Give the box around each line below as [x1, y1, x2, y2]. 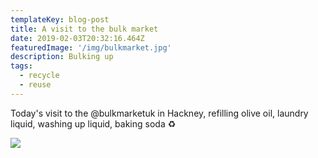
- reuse [19, 80, 52, 90]
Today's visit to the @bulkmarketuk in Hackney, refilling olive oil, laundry [10, 107, 309, 119]
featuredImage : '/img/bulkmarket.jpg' [10, 42, 172, 53]
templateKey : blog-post [10, 14, 110, 25]
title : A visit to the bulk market [10, 24, 159, 34]
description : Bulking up [10, 52, 114, 62]
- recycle [19, 71, 60, 81]
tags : [10, 61, 33, 71]
